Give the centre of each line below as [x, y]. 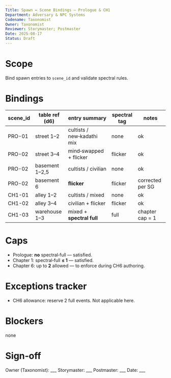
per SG [146, 186]
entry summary [87, 118]
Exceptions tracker [46, 286]
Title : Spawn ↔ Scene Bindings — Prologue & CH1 [58, 10]
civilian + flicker [87, 203]
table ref [49, 114]
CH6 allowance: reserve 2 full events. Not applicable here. [74, 300]
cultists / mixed [86, 195]
